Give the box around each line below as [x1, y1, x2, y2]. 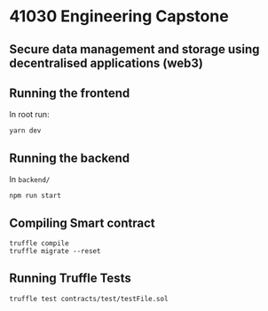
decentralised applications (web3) [9, 55, 204, 70]
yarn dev [9, 126, 42, 135]
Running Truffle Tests [9, 271, 131, 286]
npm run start [9, 191, 62, 201]
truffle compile [9, 239, 69, 248]
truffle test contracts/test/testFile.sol [9, 294, 169, 303]
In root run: [9, 109, 51, 120]
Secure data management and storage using [9, 42, 260, 57]
